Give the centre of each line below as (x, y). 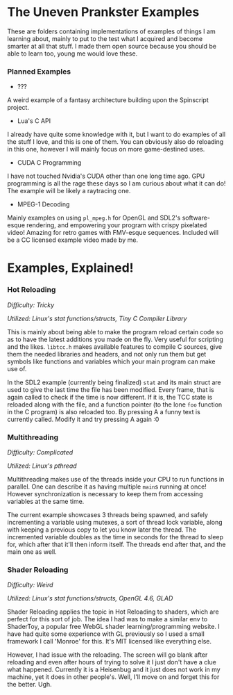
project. (18, 108)
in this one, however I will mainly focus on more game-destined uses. (106, 149)
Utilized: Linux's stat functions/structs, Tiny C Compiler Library (97, 318)
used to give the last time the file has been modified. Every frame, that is (111, 389)
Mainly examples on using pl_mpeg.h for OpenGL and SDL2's (94, 218)
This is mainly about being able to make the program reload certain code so (115, 332)
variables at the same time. (46, 502)
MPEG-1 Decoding (43, 204)
